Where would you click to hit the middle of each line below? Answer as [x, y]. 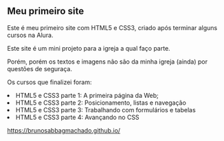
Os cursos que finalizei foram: [49, 82]
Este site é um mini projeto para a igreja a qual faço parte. [89, 48]
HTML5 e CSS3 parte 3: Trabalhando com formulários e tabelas [106, 110]
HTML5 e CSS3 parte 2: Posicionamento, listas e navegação [101, 103]
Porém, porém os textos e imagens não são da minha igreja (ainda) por [108, 62]
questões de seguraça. [40, 68]
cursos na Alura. [30, 35]
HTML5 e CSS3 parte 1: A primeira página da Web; [88, 95]
